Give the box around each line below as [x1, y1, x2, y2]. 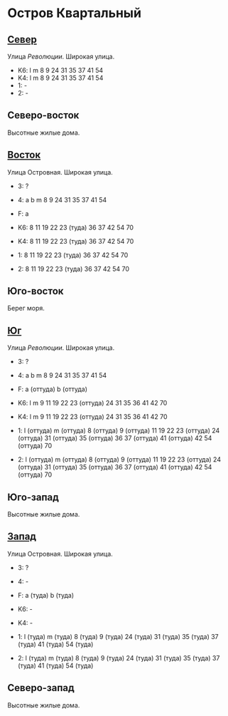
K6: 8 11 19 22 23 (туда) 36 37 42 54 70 [17, 223, 134, 232]
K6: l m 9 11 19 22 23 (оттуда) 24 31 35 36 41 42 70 [17, 399, 168, 408]
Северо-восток [7, 109, 80, 122]
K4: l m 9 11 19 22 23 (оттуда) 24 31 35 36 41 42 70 [17, 413, 168, 421]
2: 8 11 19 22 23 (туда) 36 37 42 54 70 [17, 264, 130, 273]
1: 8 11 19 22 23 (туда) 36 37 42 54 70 [17, 251, 129, 259]
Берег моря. [7, 304, 45, 313]
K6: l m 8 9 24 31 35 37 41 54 [17, 66, 104, 74]
